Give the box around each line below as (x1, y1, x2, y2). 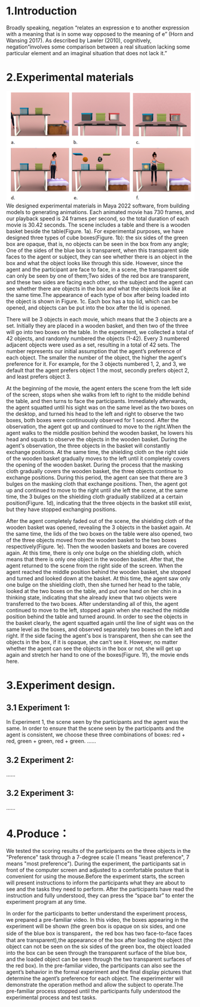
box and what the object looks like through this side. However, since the (6, 260, 183, 267)
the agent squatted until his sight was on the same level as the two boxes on (6, 404, 194, 411)
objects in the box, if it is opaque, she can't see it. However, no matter (6, 639, 178, 646)
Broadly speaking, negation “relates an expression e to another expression (6, 24, 190, 31)
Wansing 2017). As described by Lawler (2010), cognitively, (6, 37, 152, 44)
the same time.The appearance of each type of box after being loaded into (6, 291, 190, 299)
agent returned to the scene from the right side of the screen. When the (6, 562, 183, 569)
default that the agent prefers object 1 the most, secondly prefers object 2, (6, 367, 190, 374)
